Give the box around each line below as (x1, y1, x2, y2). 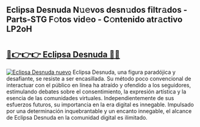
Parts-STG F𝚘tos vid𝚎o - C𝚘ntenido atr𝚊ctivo (6, 15, 183, 25)
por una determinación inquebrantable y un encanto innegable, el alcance (6, 107, 192, 115)
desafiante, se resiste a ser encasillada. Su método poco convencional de (6, 75, 191, 82)
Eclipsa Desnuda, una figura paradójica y (72, 68, 176, 76)
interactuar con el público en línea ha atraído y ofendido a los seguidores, (6, 82, 191, 89)
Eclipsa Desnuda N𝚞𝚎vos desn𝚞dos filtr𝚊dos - (6, 5, 188, 15)
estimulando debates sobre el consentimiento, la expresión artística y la (6, 88, 187, 95)
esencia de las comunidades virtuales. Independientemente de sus (6, 95, 174, 101)
